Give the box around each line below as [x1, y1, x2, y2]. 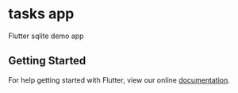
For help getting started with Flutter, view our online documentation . [8, 75, 230, 84]
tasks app [8, 5, 75, 23]
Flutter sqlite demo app [8, 31, 84, 41]
